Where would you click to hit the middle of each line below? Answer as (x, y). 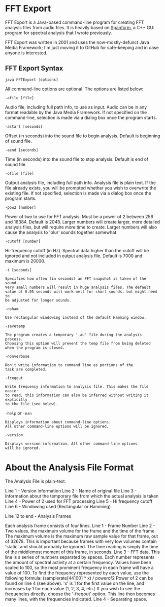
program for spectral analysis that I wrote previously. (59, 33)
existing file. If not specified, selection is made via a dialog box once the (78, 193)
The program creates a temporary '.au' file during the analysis (73, 335)
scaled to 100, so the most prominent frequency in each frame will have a (80, 568)
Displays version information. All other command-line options (71, 444)
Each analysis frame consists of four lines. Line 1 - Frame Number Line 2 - (80, 526)
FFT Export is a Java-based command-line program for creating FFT (75, 22)
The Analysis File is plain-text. (36, 481)
